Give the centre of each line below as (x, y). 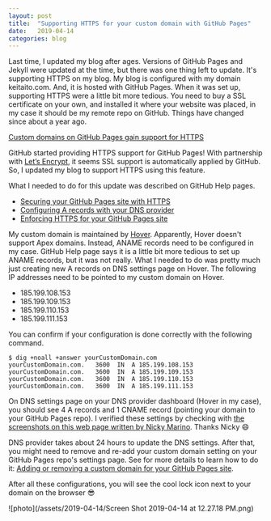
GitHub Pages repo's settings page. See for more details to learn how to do (133, 460)
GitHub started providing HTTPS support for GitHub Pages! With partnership (135, 153)
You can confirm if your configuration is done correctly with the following (130, 335)
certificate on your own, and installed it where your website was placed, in (132, 104)
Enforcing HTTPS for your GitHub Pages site (94, 218)
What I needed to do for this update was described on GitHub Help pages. (132, 186)
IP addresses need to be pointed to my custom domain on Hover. (116, 277)
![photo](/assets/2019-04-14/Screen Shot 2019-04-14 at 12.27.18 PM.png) (131, 508)
